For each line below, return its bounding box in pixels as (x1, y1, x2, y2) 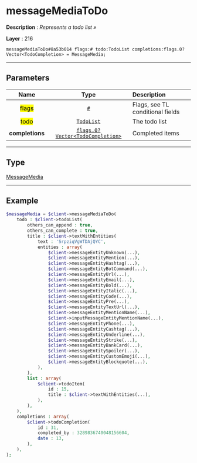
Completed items (132, 129, 180, 137)
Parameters (6, 73, 50, 83)
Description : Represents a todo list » (6, 24, 97, 31)
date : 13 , (37, 435, 64, 442)
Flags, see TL (132, 100, 169, 108)
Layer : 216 (6, 35, 33, 42)
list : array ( (27, 375, 62, 381)
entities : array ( (37, 244, 83, 250)
